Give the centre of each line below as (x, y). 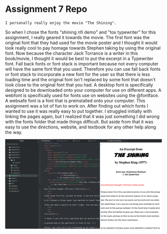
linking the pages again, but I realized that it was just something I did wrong (83, 116)
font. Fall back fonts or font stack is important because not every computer (82, 63)
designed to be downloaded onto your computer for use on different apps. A (83, 90)
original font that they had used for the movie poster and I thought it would (81, 43)
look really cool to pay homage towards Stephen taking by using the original (83, 48)
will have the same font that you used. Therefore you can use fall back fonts (83, 69)
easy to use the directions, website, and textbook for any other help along (81, 127)
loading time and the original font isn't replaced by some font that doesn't (80, 79)
